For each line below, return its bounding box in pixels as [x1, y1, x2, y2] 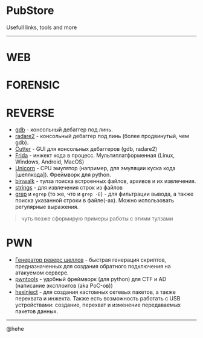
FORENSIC [6, 78, 60, 92]
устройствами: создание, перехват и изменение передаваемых [14, 301, 181, 309]
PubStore [6, 4, 54, 18]
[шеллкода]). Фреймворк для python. [14, 171, 112, 179]
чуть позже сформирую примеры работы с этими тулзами [21, 215, 173, 222]
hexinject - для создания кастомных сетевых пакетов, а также [14, 288, 176, 296]
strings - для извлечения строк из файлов [14, 184, 123, 191]
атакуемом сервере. [14, 269, 69, 276]
